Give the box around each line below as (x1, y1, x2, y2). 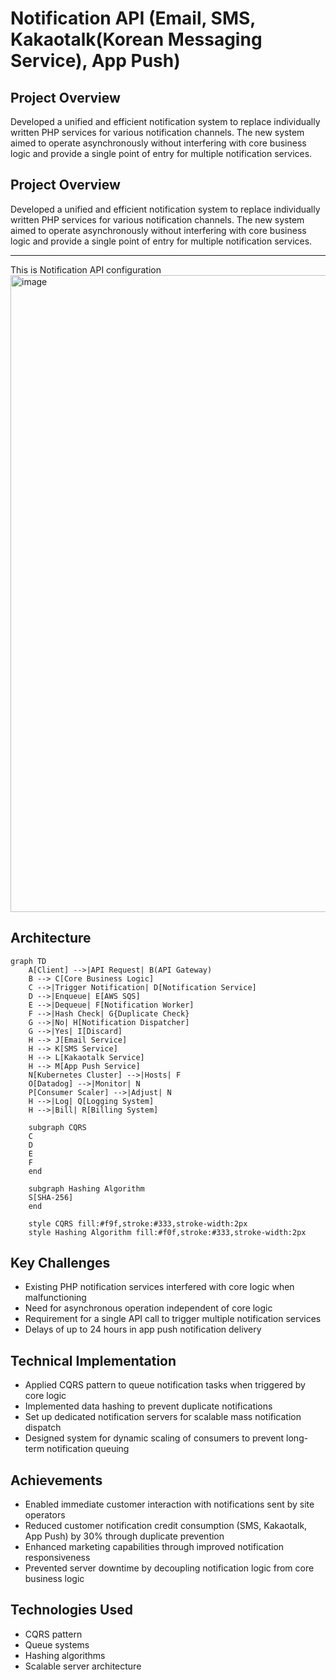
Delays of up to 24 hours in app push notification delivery (24, 1323, 262, 1336)
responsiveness (24, 1552, 91, 1564)
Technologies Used (10, 1602, 133, 1619)
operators (24, 1509, 66, 1521)
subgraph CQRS (28, 1122, 87, 1132)
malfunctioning (24, 1292, 87, 1304)
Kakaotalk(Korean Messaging (10, 28, 263, 51)
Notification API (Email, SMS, (10, 7, 256, 30)
